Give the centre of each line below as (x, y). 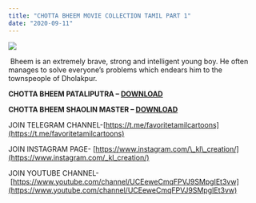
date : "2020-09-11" (41, 23)
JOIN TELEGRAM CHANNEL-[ (57, 124)
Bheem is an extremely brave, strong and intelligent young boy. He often (129, 61)
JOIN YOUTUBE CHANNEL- (54, 173)
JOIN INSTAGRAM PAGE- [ (52, 148)
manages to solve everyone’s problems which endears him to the (115, 70)
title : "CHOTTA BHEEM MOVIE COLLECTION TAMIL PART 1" (100, 16)
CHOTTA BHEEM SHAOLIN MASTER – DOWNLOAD (93, 109)
